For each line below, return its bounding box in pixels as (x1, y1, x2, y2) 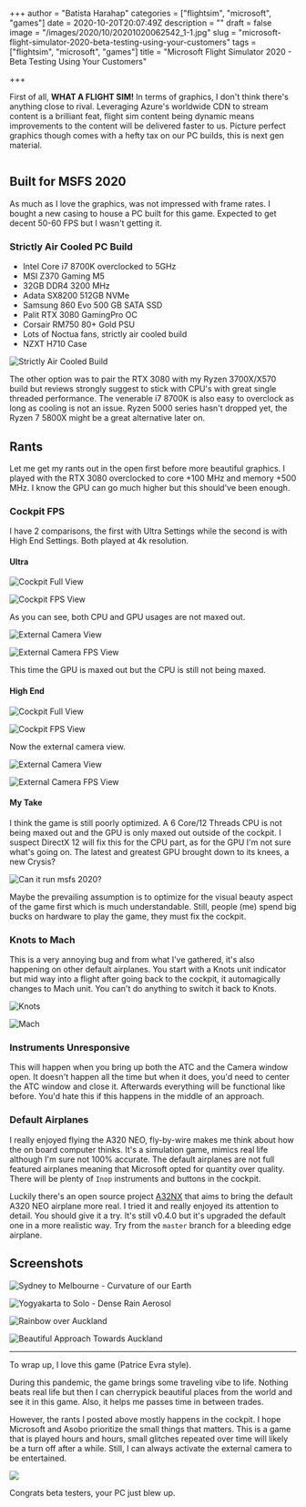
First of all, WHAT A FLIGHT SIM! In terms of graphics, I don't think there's (9, 91, 289, 102)
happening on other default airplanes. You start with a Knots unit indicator (9, 964, 287, 975)
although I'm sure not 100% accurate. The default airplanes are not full (9, 1154, 275, 1165)
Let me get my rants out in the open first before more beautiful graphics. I (9, 463, 285, 473)
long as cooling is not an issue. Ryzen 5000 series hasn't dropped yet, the (9, 402, 288, 413)
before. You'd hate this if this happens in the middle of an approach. (9, 1091, 265, 1102)
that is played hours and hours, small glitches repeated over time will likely (9, 1433, 289, 1444)
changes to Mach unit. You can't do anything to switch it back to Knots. (9, 983, 277, 994)
